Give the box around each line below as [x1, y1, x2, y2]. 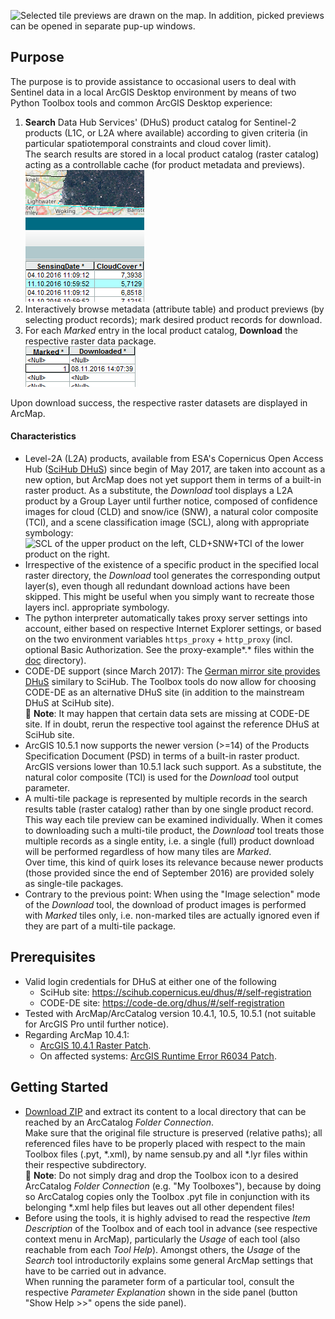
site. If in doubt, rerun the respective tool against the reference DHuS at [24, 718, 320, 730]
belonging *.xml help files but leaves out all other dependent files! [24, 1201, 295, 1213]
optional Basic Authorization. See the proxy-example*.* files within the [24, 644, 315, 656]
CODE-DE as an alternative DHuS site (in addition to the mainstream [24, 686, 305, 699]
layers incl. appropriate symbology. [24, 601, 170, 614]
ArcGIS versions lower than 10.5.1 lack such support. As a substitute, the [24, 761, 322, 773]
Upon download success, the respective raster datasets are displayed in [10, 396, 308, 409]
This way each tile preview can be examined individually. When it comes [24, 814, 323, 826]
